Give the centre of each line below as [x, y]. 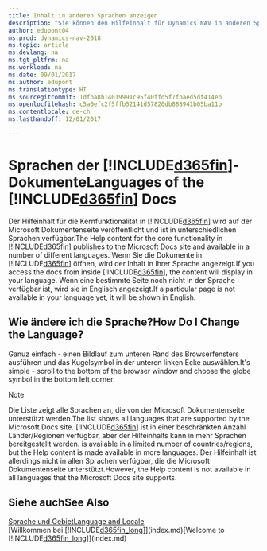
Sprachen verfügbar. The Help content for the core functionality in [116, 238]
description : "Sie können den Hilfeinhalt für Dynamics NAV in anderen [129, 23]
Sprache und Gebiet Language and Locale [76, 522]
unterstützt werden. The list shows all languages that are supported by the [129, 418]
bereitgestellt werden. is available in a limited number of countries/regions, [130, 444]
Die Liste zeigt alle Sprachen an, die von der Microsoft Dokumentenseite [126, 409]
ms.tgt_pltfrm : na [39, 60]
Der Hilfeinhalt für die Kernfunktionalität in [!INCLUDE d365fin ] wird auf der [130, 221]
